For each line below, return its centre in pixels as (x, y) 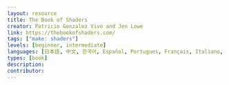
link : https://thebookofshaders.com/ (61, 33)
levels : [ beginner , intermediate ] (57, 45)
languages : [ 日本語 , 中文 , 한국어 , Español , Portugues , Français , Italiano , (115, 52)
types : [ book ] (28, 58)
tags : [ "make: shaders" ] (43, 39)
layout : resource (32, 13)
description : (26, 64)
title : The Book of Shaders (48, 20)
